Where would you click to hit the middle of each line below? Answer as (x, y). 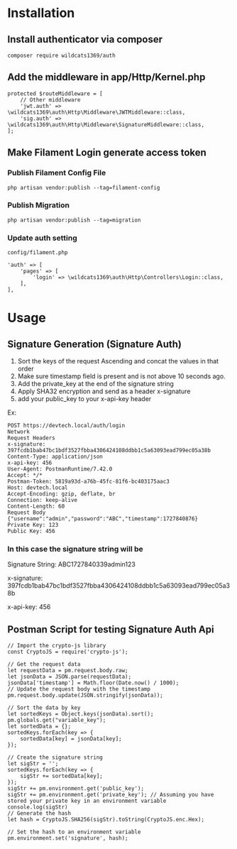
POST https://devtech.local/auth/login (66, 426)
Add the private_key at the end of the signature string (95, 384)
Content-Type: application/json (55, 457)
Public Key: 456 (31, 531)
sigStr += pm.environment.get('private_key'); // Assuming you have (111, 795)
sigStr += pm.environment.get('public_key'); (76, 789)
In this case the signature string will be (75, 549)
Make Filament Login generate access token (107, 153)
